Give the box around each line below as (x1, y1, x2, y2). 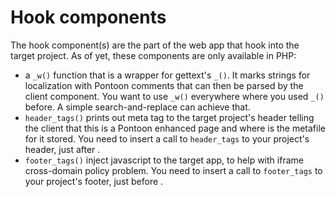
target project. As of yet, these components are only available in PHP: (10, 49, 297, 61)
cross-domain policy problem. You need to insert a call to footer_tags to (24, 164, 323, 176)
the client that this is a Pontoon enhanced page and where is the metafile (24, 122, 326, 134)
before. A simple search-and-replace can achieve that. (24, 101, 251, 113)
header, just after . (24, 143, 101, 155)
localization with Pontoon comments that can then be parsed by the (24, 79, 304, 91)
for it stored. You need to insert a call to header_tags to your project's (24, 132, 310, 145)
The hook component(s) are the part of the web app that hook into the (10, 39, 300, 51)
